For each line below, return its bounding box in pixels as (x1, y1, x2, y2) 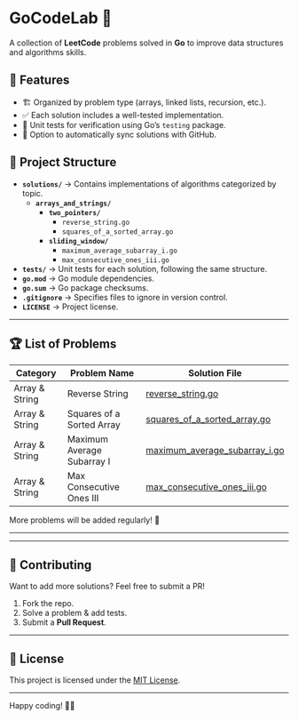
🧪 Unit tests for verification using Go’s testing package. (21, 119, 226, 130)
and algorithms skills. (9, 46, 87, 57)
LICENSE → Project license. (21, 301, 119, 312)
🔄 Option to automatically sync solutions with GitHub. (21, 129, 217, 140)
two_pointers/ (48, 208, 101, 217)
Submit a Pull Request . (21, 617, 106, 628)
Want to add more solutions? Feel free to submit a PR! (9, 581, 206, 592)
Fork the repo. (21, 598, 74, 609)
